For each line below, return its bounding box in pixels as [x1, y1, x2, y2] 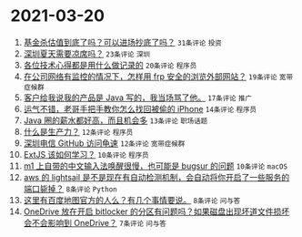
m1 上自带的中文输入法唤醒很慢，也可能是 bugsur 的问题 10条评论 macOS [23, 160, 288, 171]
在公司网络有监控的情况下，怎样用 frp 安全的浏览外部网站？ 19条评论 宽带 [23, 70, 294, 82]
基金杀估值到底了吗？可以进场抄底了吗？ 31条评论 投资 [23, 36, 222, 47]
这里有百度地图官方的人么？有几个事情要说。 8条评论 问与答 [23, 194, 241, 205]
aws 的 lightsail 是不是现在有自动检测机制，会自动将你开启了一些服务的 [23, 171, 290, 182]
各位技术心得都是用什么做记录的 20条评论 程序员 [23, 59, 197, 70]
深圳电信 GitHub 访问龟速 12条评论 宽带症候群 [23, 138, 186, 149]
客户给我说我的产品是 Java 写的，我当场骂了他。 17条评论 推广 [23, 92, 253, 103]
